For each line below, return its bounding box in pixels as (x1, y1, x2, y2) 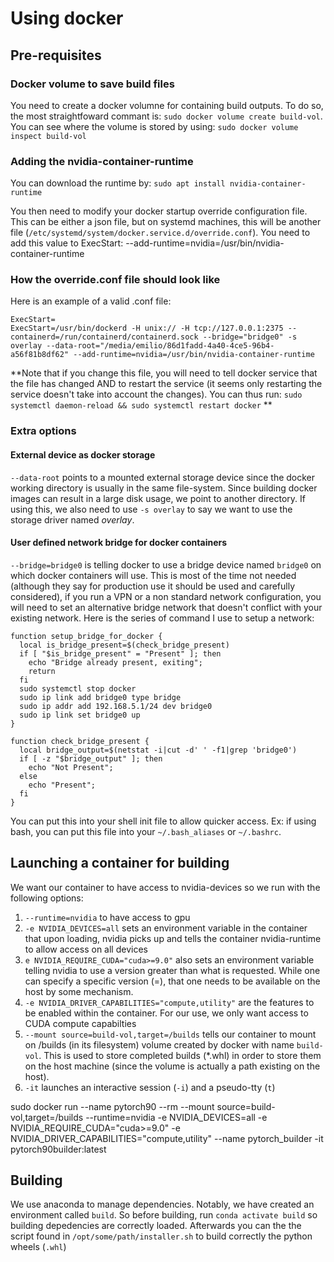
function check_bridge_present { (10, 736, 150, 746)
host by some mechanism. (24, 985, 134, 997)
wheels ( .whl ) (10, 1241, 67, 1253)
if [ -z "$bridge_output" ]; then (19, 753, 163, 764)
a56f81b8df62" (10, 350, 70, 360)
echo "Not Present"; (28, 762, 114, 772)
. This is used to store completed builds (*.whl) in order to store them (38, 1049, 322, 1061)
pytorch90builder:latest (10, 1143, 107, 1155)
